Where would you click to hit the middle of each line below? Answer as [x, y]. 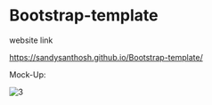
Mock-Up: [28, 74]
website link [31, 40]
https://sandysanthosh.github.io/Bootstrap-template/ [106, 57]
